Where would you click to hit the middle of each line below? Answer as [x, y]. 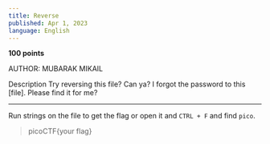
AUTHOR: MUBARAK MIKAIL [55, 69]
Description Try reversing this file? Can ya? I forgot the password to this [127, 84]
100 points [27, 54]
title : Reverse [34, 16]
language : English [39, 30]
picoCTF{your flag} [60, 131]
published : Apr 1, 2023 [48, 23]
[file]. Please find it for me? [53, 93]
